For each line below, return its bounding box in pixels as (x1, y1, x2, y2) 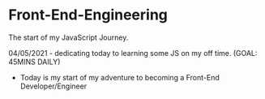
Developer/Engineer (19, 81, 88, 91)
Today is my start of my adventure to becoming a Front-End (19, 72, 220, 82)
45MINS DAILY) (8, 57, 61, 67)
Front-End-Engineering (8, 6, 169, 24)
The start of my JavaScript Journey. (8, 32, 129, 42)
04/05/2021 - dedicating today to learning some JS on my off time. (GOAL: (8, 48, 258, 58)
